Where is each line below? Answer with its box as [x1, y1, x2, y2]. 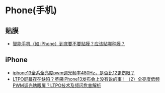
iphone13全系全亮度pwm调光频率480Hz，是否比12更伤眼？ [12, 69, 135, 76]
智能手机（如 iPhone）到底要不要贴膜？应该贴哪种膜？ [12, 41, 126, 46]
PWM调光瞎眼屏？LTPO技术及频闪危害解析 [12, 82, 102, 88]
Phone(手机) [5, 5, 57, 16]
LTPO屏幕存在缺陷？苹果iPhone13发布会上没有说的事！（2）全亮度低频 [12, 76, 160, 82]
